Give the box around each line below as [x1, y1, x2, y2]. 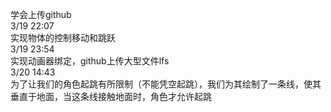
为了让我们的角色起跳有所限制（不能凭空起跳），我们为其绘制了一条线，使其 [10, 78, 322, 90]
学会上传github [10, 9, 72, 20]
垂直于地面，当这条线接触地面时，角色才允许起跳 [10, 91, 212, 102]
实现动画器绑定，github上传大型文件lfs [10, 55, 170, 67]
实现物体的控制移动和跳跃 [10, 32, 116, 43]
